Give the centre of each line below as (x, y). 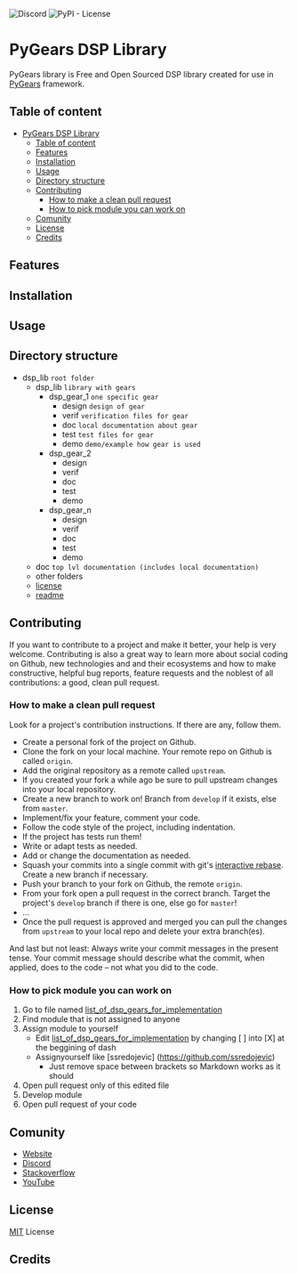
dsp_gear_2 (70, 453)
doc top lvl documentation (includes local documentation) (147, 566)
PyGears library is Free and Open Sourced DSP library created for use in (141, 74)
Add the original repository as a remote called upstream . (124, 770)
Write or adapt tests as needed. (80, 846)
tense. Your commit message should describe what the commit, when (137, 958)
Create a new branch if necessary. (85, 874)
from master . (45, 808)
